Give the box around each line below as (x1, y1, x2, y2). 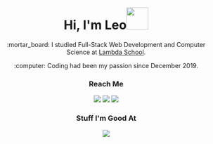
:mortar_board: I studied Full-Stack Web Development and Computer (6, 40, 206, 48)
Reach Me (89, 79, 124, 89)
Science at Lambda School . (66, 48, 146, 56)
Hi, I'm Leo (63, 18, 127, 33)
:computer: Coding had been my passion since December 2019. (13, 61, 199, 70)
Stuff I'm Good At (75, 113, 137, 123)
